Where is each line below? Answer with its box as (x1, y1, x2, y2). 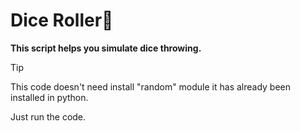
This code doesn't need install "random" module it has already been (10, 80, 292, 93)
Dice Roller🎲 (10, 9, 114, 32)
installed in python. (10, 91, 89, 103)
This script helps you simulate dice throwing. (10, 42, 202, 54)
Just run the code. (10, 110, 87, 123)
